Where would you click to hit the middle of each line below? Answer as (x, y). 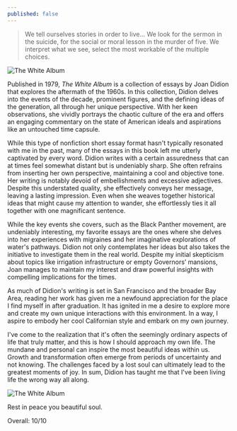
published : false (33, 14)
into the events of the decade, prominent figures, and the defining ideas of (116, 99)
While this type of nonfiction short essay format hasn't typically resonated (115, 143)
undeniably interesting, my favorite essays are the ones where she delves (115, 231)
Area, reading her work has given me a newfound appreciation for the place (117, 298)
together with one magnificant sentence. (67, 210)
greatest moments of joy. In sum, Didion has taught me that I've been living (116, 372)
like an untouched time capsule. (54, 129)
